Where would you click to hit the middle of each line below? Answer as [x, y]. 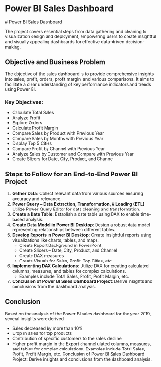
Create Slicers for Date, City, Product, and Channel [63, 159]
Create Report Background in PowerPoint [60, 245]
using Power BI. [21, 89]
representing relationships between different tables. [64, 229]
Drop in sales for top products [42, 333]
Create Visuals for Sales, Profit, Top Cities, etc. [66, 261]
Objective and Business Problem [55, 62]
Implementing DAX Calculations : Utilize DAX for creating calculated [80, 266]
